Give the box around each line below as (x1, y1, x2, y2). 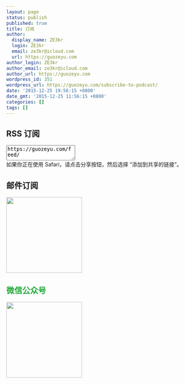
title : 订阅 (6, 25, 34, 32)
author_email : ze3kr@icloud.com (6, 65, 88, 71)
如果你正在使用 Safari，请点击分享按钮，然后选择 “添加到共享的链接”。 (6, 161, 183, 168)
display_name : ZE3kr (11, 37, 63, 43)
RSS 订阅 (6, 128, 41, 139)
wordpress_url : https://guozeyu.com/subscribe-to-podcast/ (6, 82, 158, 88)
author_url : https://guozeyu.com (6, 71, 91, 77)
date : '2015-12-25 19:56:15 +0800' (6, 88, 96, 94)
